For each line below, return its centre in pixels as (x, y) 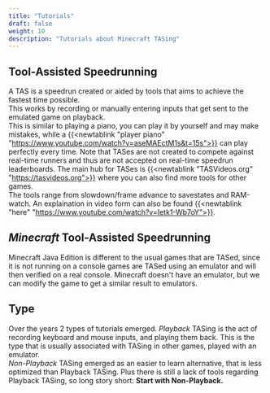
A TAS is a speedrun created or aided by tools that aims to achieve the (126, 91)
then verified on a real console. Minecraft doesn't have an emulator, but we (134, 274)
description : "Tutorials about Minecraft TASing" (94, 39)
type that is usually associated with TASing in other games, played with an (133, 346)
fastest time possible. (44, 100)
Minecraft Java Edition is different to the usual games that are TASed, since (134, 257)
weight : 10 (27, 31)
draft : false (30, 24)
